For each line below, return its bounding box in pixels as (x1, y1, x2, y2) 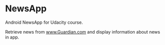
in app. (5, 34, 19, 40)
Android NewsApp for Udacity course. (5, 19, 83, 25)
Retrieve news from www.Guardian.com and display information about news (5, 29, 160, 35)
